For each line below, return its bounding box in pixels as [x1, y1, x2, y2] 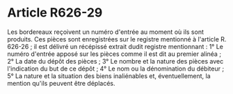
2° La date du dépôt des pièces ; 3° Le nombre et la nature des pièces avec [7, 57, 224, 65]
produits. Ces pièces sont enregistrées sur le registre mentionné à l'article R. [7, 35, 227, 43]
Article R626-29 [7, 5, 103, 21]
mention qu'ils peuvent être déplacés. [7, 79, 116, 87]
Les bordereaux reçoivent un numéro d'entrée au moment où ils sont [7, 28, 204, 36]
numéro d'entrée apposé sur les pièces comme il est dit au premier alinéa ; [7, 50, 221, 58]
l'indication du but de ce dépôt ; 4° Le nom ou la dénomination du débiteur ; [7, 64, 225, 73]
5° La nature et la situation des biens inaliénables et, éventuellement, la [7, 71, 211, 80]
